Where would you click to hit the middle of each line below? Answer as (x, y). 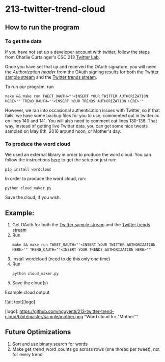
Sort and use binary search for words (50, 344)
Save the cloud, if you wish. (33, 197)
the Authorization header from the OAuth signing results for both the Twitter (82, 72)
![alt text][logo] (20, 302)
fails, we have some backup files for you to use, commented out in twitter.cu (82, 115)
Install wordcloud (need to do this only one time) (61, 259)
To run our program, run (29, 87)
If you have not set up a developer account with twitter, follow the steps (78, 52)
